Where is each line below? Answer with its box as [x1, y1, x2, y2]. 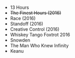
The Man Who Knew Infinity [10, 43, 69, 48]
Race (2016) [10, 15, 36, 21]
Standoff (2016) [10, 21, 43, 27]
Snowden [10, 37, 31, 43]
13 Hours [10, 5, 29, 10]
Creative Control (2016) [10, 26, 60, 32]
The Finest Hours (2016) [10, 10, 61, 16]
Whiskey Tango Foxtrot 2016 [10, 32, 70, 37]
